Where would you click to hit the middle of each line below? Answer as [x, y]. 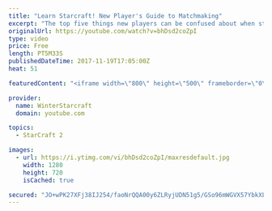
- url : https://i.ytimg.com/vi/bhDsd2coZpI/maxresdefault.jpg [123, 157]
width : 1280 [43, 165]
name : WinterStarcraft [54, 105]
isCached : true [49, 180]
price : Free [28, 46]
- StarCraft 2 [39, 136]
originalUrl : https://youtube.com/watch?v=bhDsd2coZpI [103, 31]
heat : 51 [23, 69]
